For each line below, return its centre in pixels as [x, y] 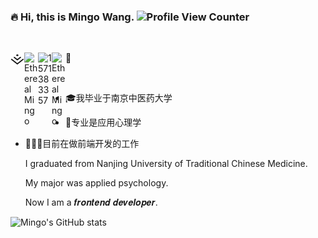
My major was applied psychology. [96, 183]
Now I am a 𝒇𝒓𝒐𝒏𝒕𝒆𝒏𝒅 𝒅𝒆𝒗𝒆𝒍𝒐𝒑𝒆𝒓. [91, 202]
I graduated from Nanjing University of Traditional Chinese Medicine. [166, 164]
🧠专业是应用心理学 [103, 122]
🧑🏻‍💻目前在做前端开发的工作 [82, 144]
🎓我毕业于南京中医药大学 [119, 98]
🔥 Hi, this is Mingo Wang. [72, 17]
